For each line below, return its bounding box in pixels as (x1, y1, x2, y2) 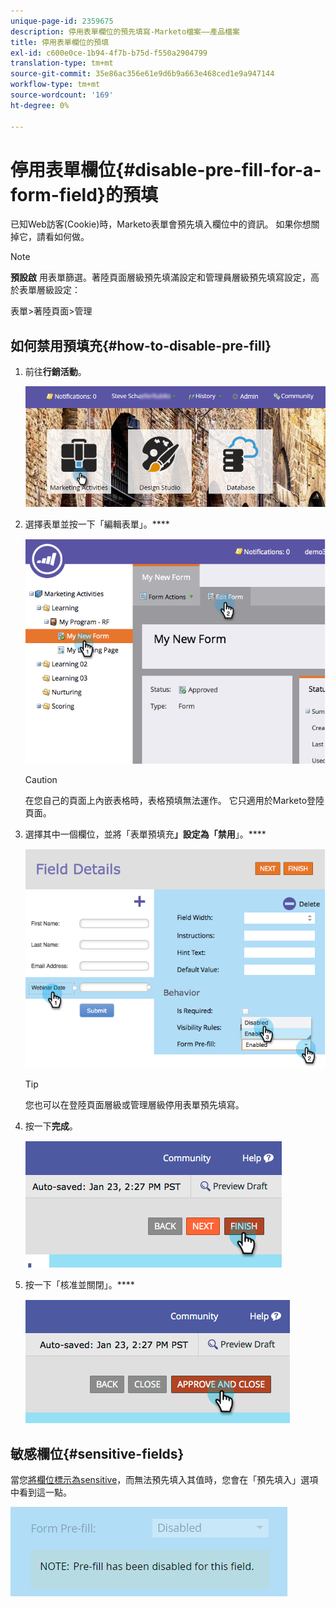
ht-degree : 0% (10, 100, 70, 110)
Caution (24, 773, 58, 785)
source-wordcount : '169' (10, 90, 114, 100)
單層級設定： (27, 284, 81, 296)
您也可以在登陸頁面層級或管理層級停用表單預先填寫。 (24, 1099, 245, 1111)
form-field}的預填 (10, 183, 158, 206)
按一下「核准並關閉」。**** (24, 1279, 135, 1291)
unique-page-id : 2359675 (10, 16, 114, 26)
